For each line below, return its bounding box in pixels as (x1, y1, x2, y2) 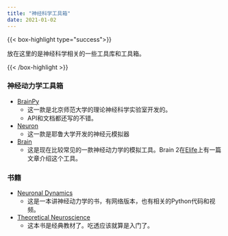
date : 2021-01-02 (7, 16, 57, 23)
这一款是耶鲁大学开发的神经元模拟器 (27, 129, 130, 137)
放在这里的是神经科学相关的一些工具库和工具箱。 (7, 49, 145, 57)
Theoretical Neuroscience (16, 213, 90, 222)
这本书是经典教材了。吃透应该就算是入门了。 (27, 222, 154, 230)
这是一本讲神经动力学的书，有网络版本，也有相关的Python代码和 (27, 197, 210, 205)
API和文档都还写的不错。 (27, 114, 97, 122)
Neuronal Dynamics (16, 189, 73, 197)
